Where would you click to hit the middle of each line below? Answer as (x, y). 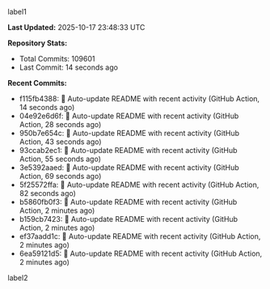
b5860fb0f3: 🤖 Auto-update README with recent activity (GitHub (128, 202)
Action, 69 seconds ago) (60, 176)
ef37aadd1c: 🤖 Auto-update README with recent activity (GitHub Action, (140, 236)
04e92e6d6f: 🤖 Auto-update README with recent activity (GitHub (129, 116)
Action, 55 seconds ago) (60, 159)
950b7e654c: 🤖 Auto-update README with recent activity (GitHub (129, 133)
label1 (17, 12)
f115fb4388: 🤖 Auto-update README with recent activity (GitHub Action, (139, 99)
